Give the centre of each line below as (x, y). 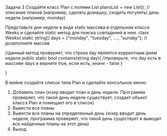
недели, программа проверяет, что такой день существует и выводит (87, 118)
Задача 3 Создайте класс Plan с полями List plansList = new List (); (75, 7)
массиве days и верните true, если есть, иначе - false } (64, 63)
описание (15, 12)
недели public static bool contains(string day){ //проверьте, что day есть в (83, 58)
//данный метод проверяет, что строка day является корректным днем (81, 53)
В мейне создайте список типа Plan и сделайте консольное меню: (76, 82)
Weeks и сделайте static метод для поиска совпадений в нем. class (77, 33)
